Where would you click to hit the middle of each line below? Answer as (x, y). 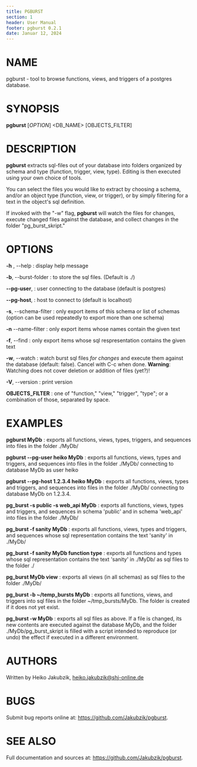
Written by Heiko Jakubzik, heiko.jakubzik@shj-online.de (75, 677)
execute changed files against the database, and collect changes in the (92, 219)
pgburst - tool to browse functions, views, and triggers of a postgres (89, 79)
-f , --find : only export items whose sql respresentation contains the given (96, 340)
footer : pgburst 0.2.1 (34, 28)
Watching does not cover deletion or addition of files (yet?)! (78, 370)
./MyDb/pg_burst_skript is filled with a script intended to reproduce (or (91, 631)
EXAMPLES (34, 424)
